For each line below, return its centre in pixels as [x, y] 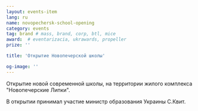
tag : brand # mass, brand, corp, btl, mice [61, 34]
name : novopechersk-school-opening [50, 23]
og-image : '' [22, 66]
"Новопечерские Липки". [38, 90]
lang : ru [17, 17]
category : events [28, 28]
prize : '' [18, 45]
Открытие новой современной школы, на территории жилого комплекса [99, 84]
